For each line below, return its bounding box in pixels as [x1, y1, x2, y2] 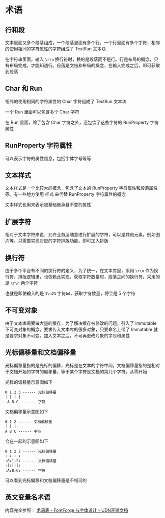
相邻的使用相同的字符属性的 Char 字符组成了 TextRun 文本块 [5, 98, 127, 104]
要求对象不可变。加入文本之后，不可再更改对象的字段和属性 [9, 332, 130, 338]
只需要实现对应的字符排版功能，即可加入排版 [18, 238, 109, 244]
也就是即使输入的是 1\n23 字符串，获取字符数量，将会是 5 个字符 [5, 290, 136, 296]
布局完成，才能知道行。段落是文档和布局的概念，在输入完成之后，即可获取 [9, 63, 160, 68]
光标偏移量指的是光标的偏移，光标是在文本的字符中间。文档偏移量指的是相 [5, 362, 156, 368]
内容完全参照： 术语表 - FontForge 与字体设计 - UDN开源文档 [5, 507, 129, 513]
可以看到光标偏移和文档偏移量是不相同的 [5, 477, 87, 483]
